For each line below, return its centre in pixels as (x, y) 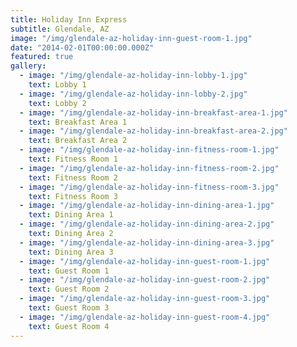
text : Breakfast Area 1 (78, 122)
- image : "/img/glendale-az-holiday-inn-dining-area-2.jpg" (147, 224)
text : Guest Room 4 (69, 326)
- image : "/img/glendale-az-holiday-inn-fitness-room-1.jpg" (149, 150)
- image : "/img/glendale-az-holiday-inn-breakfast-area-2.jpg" (153, 131)
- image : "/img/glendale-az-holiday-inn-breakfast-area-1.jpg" (153, 112)
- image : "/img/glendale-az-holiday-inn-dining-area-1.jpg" (147, 206)
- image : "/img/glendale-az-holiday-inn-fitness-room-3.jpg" (149, 187)
